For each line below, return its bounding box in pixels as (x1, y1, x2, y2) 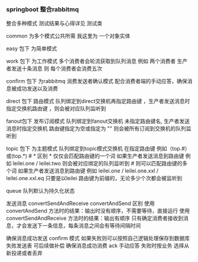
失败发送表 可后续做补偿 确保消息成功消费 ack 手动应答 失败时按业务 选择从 (6, 242, 190, 250)
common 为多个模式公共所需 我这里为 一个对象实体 (6, 33, 131, 40)
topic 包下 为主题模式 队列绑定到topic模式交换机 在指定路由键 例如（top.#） (6, 145, 190, 152)
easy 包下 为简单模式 (6, 45, 57, 52)
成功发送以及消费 (16, 85, 58, 92)
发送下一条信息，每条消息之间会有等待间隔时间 (26, 222, 141, 229)
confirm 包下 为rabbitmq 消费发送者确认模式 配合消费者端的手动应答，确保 (6, 78, 187, 85)
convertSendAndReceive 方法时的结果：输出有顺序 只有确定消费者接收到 (6, 215, 183, 222)
